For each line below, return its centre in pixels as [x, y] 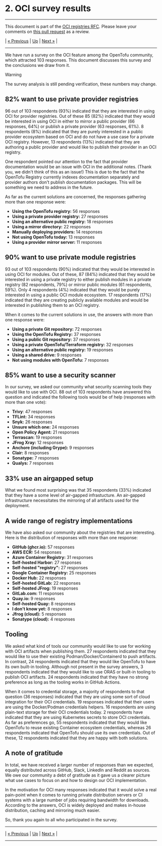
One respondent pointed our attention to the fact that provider [67, 161]
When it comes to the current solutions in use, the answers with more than [79, 314]
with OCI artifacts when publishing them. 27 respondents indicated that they [81, 651]
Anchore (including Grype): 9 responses [53, 448]
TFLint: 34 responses [34, 417]
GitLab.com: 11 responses [38, 593]
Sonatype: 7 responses [35, 458]
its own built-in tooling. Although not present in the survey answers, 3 [74, 667]
